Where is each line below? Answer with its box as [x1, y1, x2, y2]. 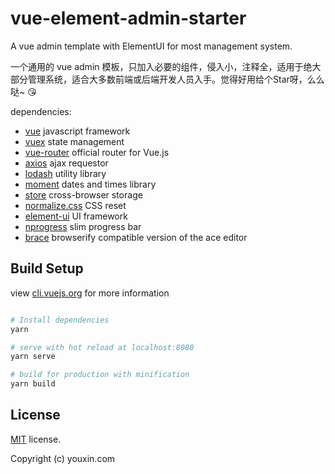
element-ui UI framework [24, 210, 128, 222]
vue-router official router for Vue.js [24, 146, 170, 158]
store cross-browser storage [24, 188, 143, 201]
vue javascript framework [24, 125, 131, 137]
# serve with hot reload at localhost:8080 [10, 342, 195, 352]
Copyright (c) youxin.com [10, 452, 116, 464]
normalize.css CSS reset [24, 199, 127, 211]
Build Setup [10, 260, 84, 277]
